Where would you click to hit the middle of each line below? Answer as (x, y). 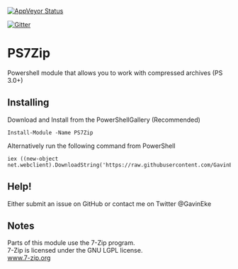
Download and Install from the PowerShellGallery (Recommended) (104, 120)
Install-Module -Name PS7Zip (50, 132)
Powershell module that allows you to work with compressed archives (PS (115, 73)
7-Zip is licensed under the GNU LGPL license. (75, 251)
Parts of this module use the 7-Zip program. (71, 243)
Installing (28, 103)
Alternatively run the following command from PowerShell (91, 146)
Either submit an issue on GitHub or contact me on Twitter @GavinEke (109, 204)
